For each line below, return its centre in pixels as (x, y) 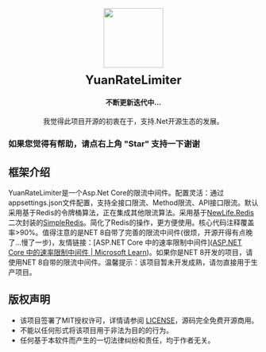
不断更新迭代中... (133, 102)
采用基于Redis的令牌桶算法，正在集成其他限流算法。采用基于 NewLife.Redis (131, 212)
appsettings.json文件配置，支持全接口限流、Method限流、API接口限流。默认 (133, 203)
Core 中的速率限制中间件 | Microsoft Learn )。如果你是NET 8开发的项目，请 (131, 252)
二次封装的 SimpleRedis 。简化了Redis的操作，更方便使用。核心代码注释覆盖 (131, 222)
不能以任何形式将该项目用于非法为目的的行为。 (96, 330)
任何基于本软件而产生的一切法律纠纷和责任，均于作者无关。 (117, 340)
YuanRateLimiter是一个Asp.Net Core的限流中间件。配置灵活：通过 (116, 192)
